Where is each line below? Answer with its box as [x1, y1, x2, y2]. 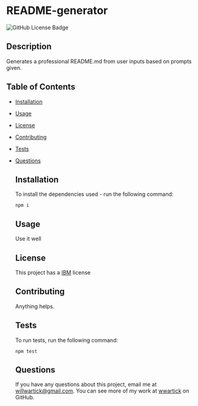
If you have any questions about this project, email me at [15, 381, 157, 388]
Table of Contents [6, 82, 76, 92]
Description [6, 41, 52, 52]
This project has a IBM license [15, 269, 91, 276]
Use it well [15, 235, 41, 242]
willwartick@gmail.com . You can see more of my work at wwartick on [15, 387, 189, 394]
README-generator [6, 4, 108, 18]
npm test [15, 348, 38, 354]
